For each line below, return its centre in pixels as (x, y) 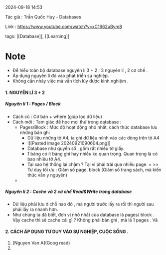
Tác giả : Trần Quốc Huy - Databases (43, 17)
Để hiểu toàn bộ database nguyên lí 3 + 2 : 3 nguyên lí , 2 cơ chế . (80, 70)
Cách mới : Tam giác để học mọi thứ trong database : (67, 121)
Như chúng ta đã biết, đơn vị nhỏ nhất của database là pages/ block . (83, 215)
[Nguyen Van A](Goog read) (41, 242)
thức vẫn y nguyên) (47, 175)
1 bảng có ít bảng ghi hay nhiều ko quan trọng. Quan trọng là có (92, 153)
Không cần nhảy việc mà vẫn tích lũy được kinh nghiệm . (70, 81)
